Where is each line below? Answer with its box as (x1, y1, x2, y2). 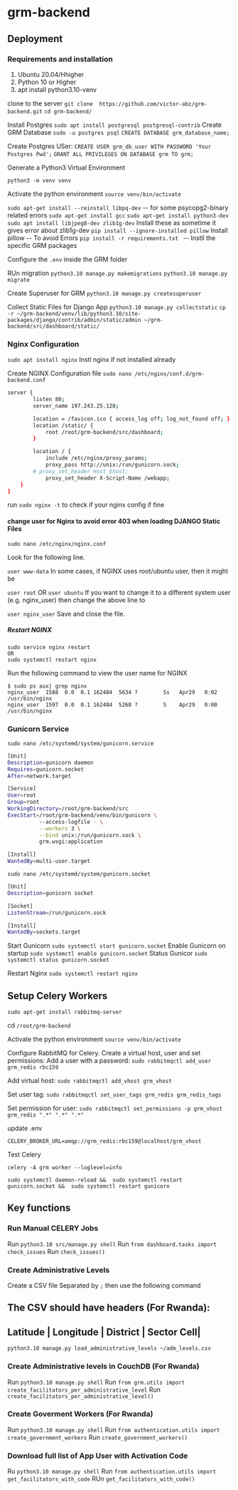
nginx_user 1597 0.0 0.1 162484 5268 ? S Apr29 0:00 (7, 701, 218, 708)
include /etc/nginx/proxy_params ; (45, 455, 148, 462)
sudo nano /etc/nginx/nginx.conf (7, 540, 107, 547)
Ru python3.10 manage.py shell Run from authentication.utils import (7, 1467, 217, 1476)
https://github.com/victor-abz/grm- (99, 100, 208, 108)
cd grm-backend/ (43, 108, 92, 115)
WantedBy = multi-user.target (7, 858, 91, 865)
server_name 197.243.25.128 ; (33, 402, 119, 410)
